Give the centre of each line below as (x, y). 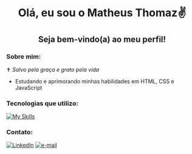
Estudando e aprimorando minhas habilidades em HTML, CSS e (94, 81)
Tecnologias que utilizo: (43, 103)
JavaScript (29, 88)
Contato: (20, 132)
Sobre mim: (24, 56)
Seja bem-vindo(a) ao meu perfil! (102, 39)
